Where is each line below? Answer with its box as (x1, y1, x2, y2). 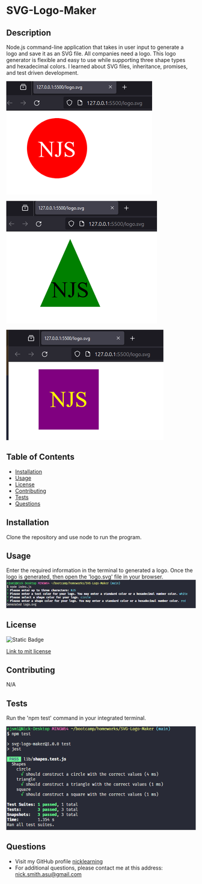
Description (6, 28, 51, 38)
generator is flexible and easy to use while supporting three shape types (6, 57, 186, 63)
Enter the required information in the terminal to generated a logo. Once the (6, 567, 194, 574)
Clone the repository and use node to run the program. (6, 533, 142, 541)
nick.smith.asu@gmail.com (14, 870, 82, 877)
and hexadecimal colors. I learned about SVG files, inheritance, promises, (6, 63, 188, 70)
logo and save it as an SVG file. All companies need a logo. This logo (6, 50, 176, 57)
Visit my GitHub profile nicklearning (14, 857, 103, 865)
